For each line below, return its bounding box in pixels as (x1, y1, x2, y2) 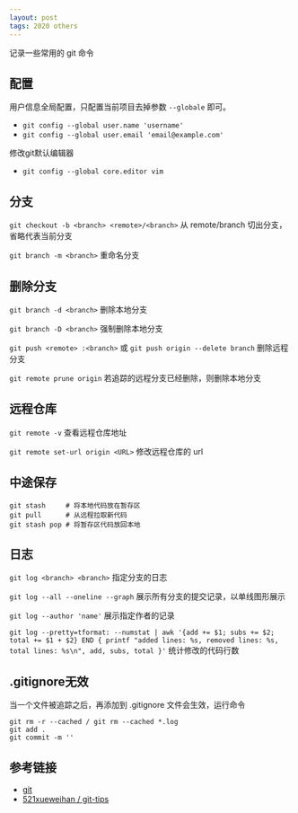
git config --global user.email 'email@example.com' (22, 131, 224, 140)
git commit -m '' (9, 733, 74, 742)
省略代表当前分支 (9, 231, 73, 242)
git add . (9, 725, 47, 735)
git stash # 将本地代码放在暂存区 (9, 500, 141, 510)
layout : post (9, 13, 58, 22)
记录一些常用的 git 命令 (9, 47, 94, 58)
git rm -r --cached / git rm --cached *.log (9, 718, 179, 727)
